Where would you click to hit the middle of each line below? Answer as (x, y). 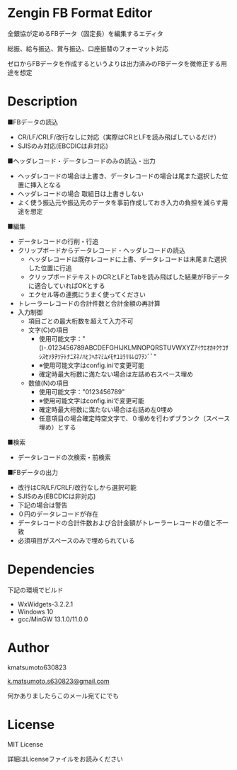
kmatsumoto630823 (37, 667)
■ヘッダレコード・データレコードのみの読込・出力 (81, 161)
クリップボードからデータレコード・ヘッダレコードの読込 (101, 250)
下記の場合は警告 (42, 505)
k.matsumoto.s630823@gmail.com (58, 681)
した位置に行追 (50, 268)
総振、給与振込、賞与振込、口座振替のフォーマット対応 (88, 48)
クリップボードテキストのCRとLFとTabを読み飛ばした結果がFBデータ (129, 277)
